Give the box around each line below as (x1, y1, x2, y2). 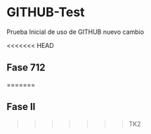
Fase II (6, 101, 36, 113)
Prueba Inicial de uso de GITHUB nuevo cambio (6, 28, 145, 36)
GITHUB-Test (6, 4, 85, 20)
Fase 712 (6, 61, 46, 74)
